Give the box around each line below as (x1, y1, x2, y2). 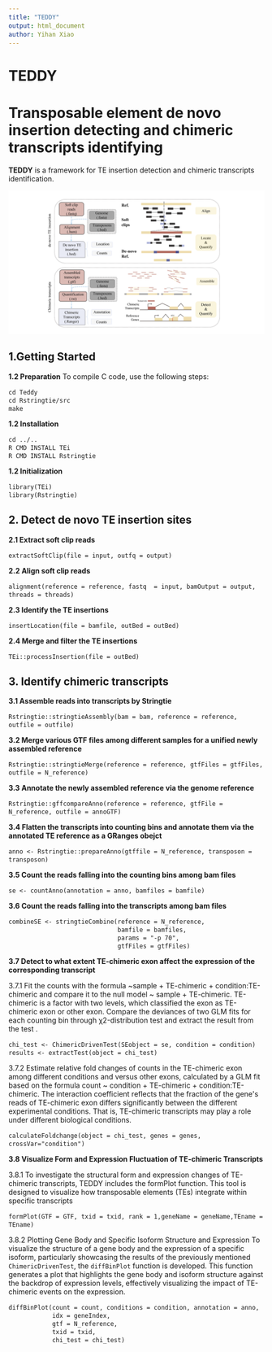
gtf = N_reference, (51, 1320, 118, 1328)
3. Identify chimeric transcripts (8, 675, 169, 689)
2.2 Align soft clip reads (8, 565, 91, 575)
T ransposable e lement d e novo (8, 103, 222, 122)
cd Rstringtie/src (8, 396, 71, 404)
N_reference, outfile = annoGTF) (8, 808, 122, 817)
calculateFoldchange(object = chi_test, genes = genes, (8, 1132, 201, 1140)
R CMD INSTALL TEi (8, 443, 71, 451)
